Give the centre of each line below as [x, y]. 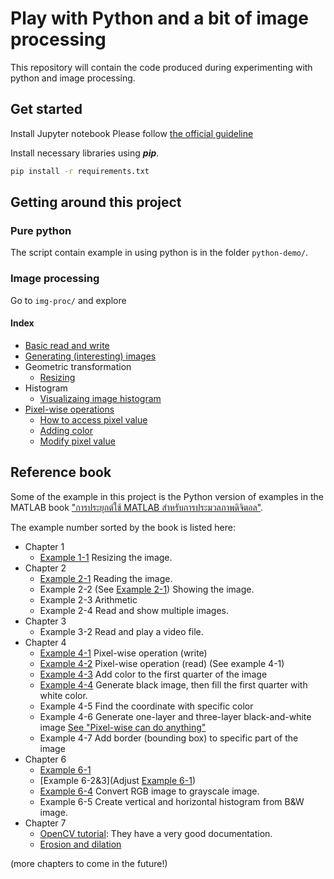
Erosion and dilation [80, 844]
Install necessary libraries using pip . [85, 153]
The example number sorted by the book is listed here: [123, 527]
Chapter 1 [44, 546]
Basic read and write [67, 345]
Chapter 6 [45, 759]
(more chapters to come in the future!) [89, 863]
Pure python [41, 230]
